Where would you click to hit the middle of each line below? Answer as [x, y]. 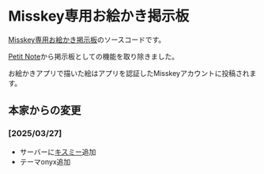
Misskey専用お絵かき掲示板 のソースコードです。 [87, 40]
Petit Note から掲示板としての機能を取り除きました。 [94, 56]
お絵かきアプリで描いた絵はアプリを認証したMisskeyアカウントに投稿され [129, 73]
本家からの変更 [45, 110]
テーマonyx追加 [45, 161]
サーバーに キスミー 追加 [58, 152]
